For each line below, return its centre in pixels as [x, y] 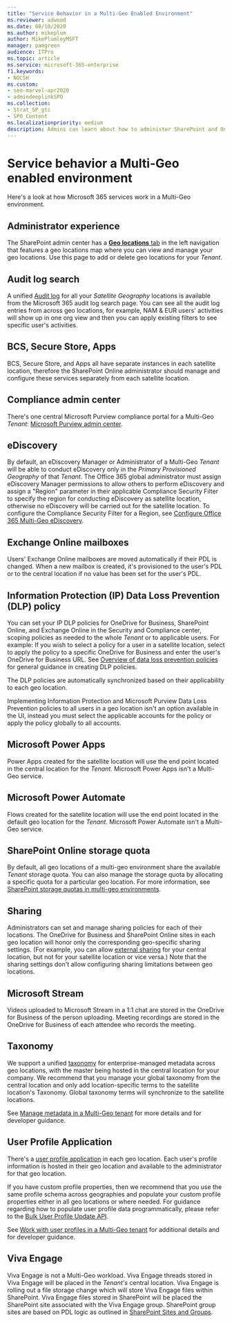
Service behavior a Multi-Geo [93, 163]
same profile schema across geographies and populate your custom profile [114, 1194]
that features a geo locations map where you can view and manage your [110, 250]
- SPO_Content [28, 116]
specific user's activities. [42, 325]
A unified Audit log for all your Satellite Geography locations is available [109, 296]
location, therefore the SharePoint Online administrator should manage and [114, 371]
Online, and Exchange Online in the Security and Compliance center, [104, 630]
